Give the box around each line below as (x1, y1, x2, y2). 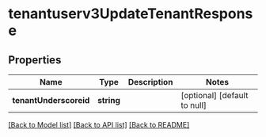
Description (127, 77, 173, 87)
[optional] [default (180, 90, 249, 101)
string (97, 95, 121, 105)
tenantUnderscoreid (12, 95, 90, 105)
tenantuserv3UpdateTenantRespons (8, 5, 253, 23)
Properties (8, 53, 62, 67)
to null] (180, 100, 207, 111)
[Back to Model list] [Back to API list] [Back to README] (8, 120, 190, 129)
